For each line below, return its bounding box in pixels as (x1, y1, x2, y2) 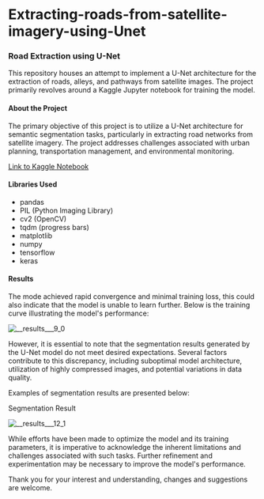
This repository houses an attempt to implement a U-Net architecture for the (8, 69, 257, 78)
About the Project (8, 104, 68, 113)
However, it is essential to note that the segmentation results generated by (8, 339, 251, 349)
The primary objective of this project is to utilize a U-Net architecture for (8, 121, 243, 130)
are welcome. (8, 483, 53, 493)
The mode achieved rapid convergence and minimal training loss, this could (8, 292, 255, 301)
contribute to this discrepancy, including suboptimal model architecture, (8, 356, 243, 365)
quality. (8, 373, 32, 383)
